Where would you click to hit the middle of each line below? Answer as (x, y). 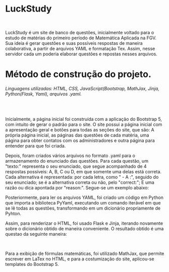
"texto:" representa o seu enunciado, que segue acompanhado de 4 (76, 166)
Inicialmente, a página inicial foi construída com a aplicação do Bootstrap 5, (84, 119)
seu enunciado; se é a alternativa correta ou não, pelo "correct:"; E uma (80, 182)
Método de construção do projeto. (78, 74)
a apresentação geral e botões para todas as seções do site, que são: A (80, 130)
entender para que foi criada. (36, 146)
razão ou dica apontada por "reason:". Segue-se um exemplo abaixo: (77, 188)
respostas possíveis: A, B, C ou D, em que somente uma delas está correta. (83, 172)
